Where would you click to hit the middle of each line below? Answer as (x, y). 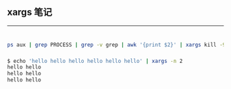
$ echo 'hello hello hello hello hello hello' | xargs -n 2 (95, 61)
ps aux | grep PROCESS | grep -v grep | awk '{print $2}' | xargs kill (112, 44)
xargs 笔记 (30, 12)
